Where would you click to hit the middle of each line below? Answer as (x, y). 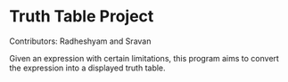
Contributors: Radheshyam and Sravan (80, 41)
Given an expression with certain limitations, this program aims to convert (144, 58)
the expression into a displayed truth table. (88, 68)
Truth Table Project (82, 16)
